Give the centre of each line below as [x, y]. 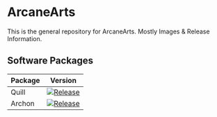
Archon [23, 103]
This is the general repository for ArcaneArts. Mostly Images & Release [108, 31]
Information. [25, 38]
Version [63, 80]
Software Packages [50, 61]
